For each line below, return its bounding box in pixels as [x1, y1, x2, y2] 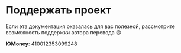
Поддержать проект [5, 3, 112, 17]
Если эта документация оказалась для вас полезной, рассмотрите [5, 23, 175, 30]
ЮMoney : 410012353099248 [5, 40, 77, 47]
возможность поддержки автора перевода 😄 [5, 29, 122, 36]
